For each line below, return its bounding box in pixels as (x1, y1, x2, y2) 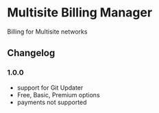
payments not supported (16, 98, 87, 106)
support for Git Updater (16, 84, 84, 92)
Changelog (7, 47, 56, 59)
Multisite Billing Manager (7, 5, 153, 21)
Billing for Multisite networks (7, 27, 88, 36)
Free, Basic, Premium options (16, 90, 101, 99)
